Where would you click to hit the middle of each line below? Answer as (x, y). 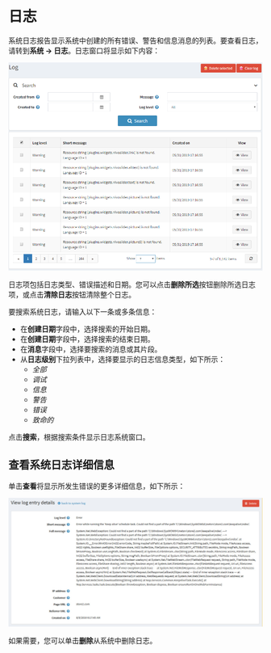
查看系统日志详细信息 (61, 465)
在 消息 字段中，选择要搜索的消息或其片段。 (91, 349)
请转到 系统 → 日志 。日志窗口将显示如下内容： (84, 50)
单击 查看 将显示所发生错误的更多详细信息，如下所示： (97, 486)
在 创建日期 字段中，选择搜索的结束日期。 (87, 339)
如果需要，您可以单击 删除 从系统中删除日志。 (83, 641)
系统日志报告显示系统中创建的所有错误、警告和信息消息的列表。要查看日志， (135, 40)
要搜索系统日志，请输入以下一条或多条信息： (83, 311)
